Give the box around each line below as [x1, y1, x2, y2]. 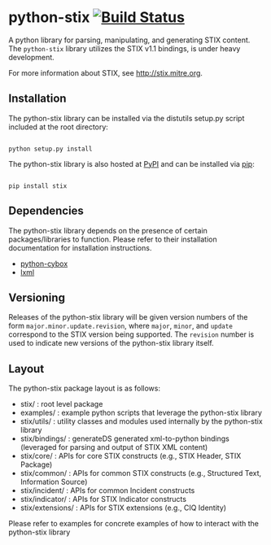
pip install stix [8, 181, 68, 190]
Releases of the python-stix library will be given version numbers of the [8, 312, 248, 322]
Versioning [8, 290, 65, 304]
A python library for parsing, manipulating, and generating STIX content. [8, 35, 251, 45]
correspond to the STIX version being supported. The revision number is [8, 329, 255, 339]
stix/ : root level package [20, 399, 103, 409]
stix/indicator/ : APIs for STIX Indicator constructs [20, 495, 187, 504]
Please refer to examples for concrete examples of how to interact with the [8, 519, 259, 529]
